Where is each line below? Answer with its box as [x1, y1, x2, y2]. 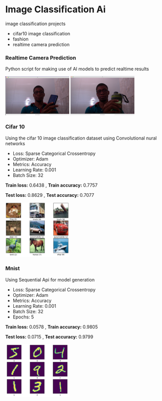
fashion [12, 36, 29, 42]
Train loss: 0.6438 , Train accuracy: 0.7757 [5, 182, 98, 188]
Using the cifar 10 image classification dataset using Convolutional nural [5, 135, 157, 141]
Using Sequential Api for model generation [5, 276, 95, 283]
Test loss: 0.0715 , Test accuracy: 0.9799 [5, 333, 94, 339]
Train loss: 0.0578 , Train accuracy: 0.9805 [5, 324, 98, 330]
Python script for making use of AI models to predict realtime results [5, 66, 149, 72]
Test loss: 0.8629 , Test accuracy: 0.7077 [5, 192, 95, 198]
